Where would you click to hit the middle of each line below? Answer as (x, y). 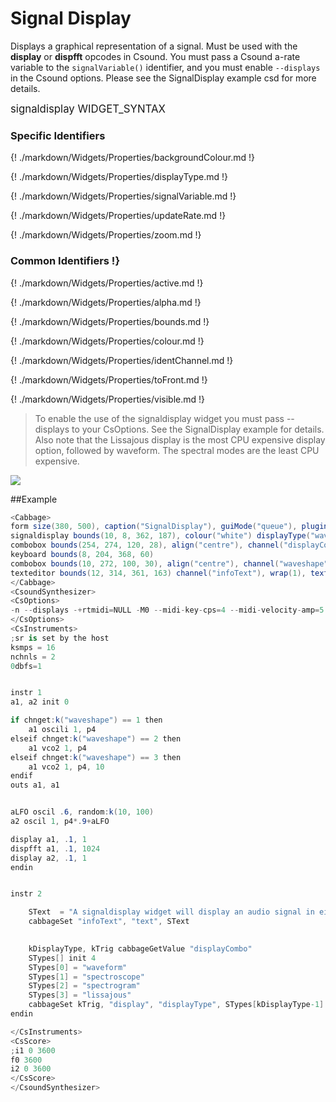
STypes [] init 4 (62, 958)
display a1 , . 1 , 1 (48, 839)
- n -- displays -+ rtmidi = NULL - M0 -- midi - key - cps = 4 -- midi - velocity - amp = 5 (167, 610)
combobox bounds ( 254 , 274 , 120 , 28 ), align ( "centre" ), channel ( (147, 545)
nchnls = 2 (33, 657)
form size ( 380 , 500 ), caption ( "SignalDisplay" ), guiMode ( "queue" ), (154, 527)
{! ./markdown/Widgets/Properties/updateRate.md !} (118, 216)
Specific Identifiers (58, 135)
